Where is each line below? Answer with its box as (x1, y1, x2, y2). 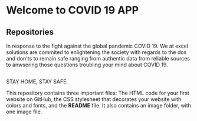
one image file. (6, 108, 42, 115)
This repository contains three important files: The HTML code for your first (6, 89, 190, 97)
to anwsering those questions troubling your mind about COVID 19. (6, 61, 168, 68)
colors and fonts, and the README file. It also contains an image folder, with (6, 102, 192, 109)
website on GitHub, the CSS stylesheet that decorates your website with (6, 96, 182, 103)
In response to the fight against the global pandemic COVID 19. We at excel (6, 42, 189, 49)
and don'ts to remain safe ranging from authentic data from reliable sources (6, 55, 191, 62)
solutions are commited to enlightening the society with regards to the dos (6, 49, 187, 56)
